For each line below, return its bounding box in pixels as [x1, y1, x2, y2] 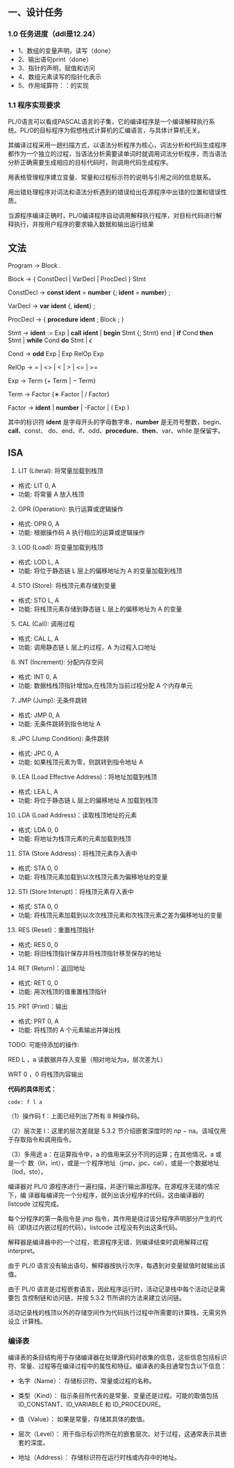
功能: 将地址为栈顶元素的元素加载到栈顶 [17, 834, 131, 843]
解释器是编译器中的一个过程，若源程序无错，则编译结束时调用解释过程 [8, 1238, 209, 1246]
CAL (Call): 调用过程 [17, 619, 76, 628]
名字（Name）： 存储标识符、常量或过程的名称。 [17, 1376, 156, 1385]
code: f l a [8, 1099, 42, 1106]
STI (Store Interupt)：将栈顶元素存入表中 [17, 887, 134, 895]
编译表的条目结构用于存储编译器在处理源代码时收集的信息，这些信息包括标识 [8, 1353, 227, 1362]
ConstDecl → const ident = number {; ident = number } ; [8, 288, 171, 296]
